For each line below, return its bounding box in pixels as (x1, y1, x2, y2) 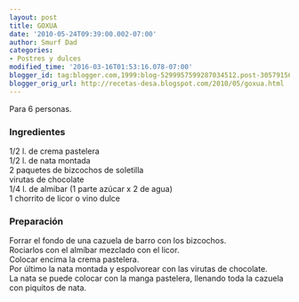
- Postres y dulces (9, 54, 82, 63)
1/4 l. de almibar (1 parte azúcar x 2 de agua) (9, 183, 174, 194)
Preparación (9, 215, 64, 227)
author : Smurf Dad (9, 37, 77, 47)
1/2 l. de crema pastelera (9, 146, 100, 156)
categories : (9, 46, 53, 55)
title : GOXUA (9, 21, 58, 30)
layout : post (9, 12, 58, 22)
